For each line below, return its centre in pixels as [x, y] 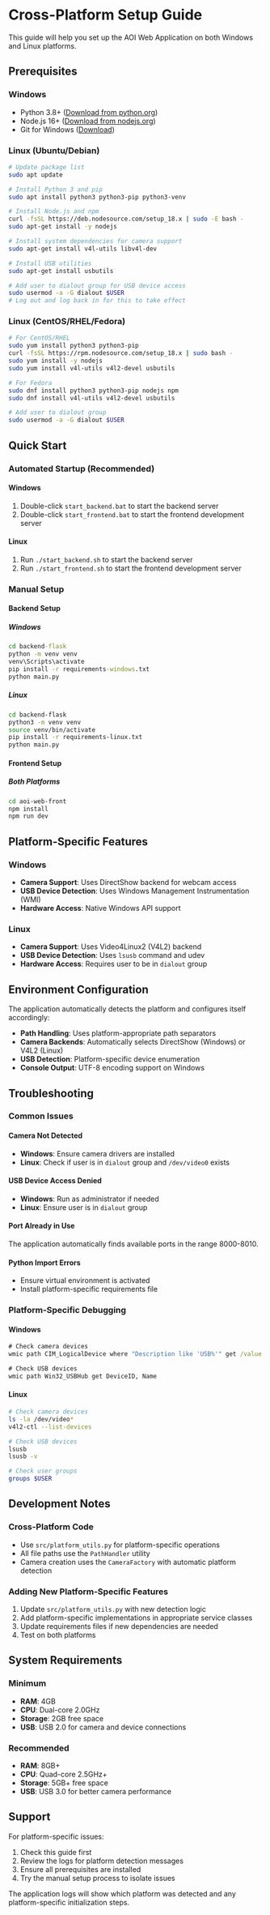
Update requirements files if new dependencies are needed [119, 1626]
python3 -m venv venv [45, 722]
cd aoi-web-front [38, 801]
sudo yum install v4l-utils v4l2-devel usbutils [92, 368]
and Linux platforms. [42, 45]
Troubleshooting [51, 1093]
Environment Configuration [78, 989]
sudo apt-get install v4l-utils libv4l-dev [83, 249]
